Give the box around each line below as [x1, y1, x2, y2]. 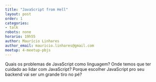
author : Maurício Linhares [5, 39, 60, 44]
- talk [5, 25, 18, 30]
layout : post [5, 12, 31, 16]
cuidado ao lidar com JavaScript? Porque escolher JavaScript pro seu [5, 66, 144, 72]
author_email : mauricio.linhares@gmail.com [5, 43, 94, 48]
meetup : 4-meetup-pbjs [5, 48, 51, 52]
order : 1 [5, 16, 23, 21]
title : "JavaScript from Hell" [5, 7, 68, 12]
